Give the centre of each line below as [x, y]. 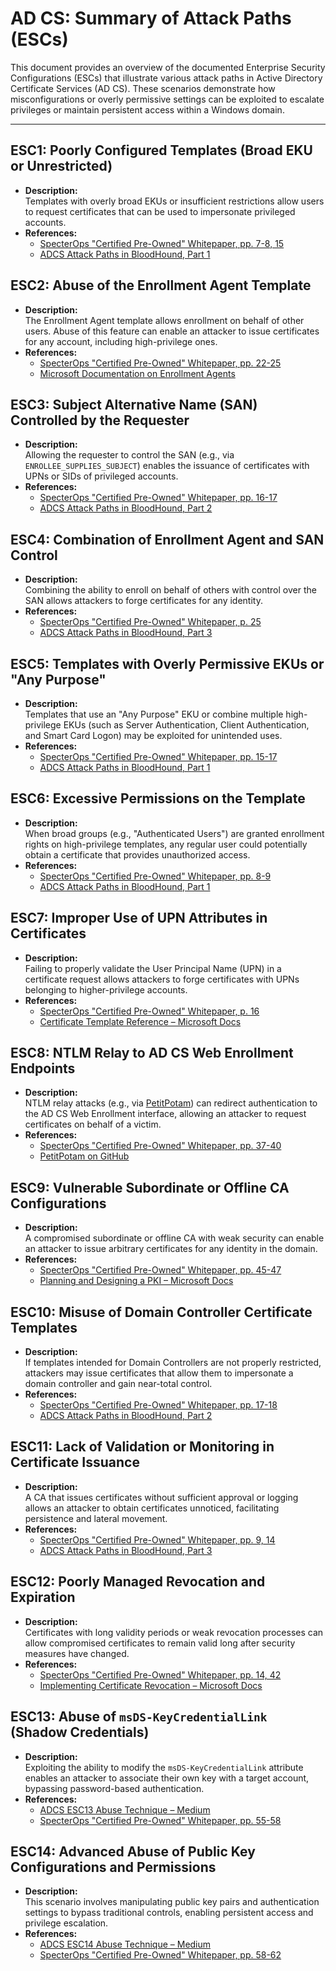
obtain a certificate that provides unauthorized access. [137, 854]
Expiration [43, 1597]
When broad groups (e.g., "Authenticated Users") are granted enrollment [174, 833]
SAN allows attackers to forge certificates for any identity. [143, 601]
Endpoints [43, 1068]
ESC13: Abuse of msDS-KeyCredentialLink [139, 1717]
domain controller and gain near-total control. [118, 1384]
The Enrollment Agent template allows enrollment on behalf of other [164, 320]
